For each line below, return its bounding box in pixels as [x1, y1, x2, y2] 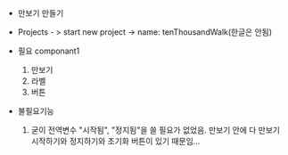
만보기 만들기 [17, 8, 64, 18]
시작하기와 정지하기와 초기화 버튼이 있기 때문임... [30, 136, 201, 146]
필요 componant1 [17, 45, 80, 56]
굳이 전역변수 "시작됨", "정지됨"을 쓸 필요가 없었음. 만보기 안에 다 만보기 [30, 125, 281, 135]
